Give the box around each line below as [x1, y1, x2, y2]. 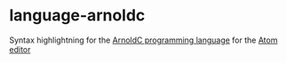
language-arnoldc [9, 5, 146, 26]
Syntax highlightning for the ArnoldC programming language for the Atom [9, 35, 278, 45]
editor [9, 43, 31, 54]
